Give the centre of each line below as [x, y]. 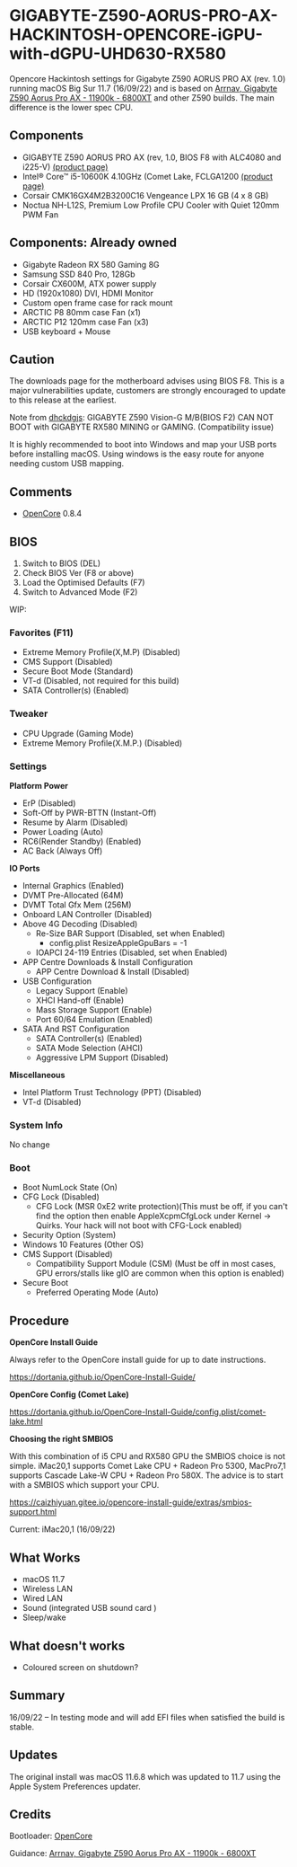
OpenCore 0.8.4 [52, 514]
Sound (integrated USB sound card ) [89, 1608]
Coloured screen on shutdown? [80, 1667]
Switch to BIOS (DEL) [61, 563]
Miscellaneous [37, 1075]
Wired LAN [42, 1598]
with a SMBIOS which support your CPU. [84, 1485]
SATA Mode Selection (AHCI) [89, 1048]
